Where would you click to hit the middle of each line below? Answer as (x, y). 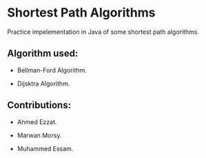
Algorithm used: (43, 53)
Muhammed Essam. (45, 148)
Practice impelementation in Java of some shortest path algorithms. (103, 32)
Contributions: (39, 105)
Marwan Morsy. (39, 135)
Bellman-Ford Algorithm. (52, 70)
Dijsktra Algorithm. (43, 83)
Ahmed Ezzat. (37, 121)
